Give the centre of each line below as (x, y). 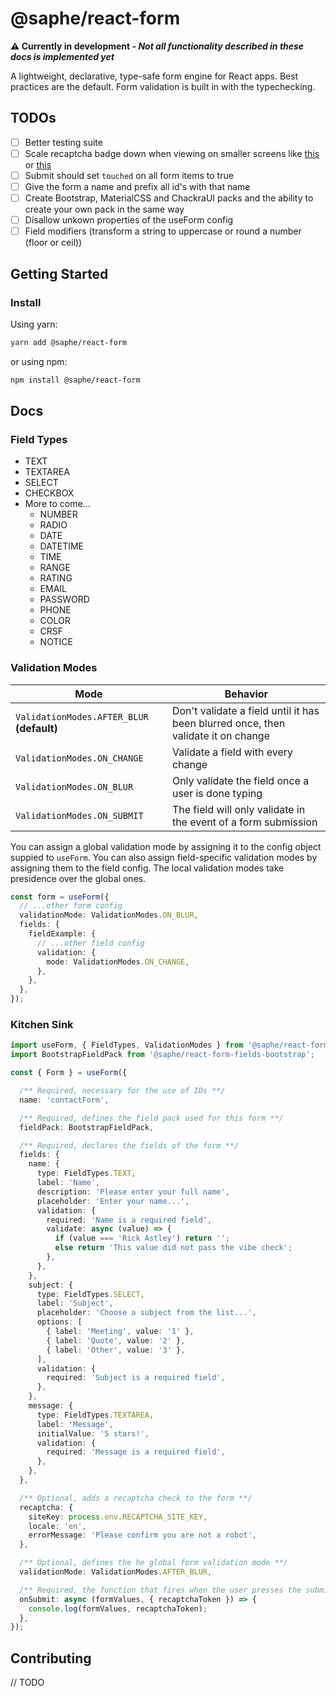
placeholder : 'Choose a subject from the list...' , (146, 1313)
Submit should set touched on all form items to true (129, 175)
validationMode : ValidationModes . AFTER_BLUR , (116, 1572)
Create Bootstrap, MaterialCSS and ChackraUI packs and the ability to (169, 198)
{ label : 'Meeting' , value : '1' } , (120, 1332)
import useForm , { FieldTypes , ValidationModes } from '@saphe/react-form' (171, 1045)
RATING (56, 578)
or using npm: (39, 361)
